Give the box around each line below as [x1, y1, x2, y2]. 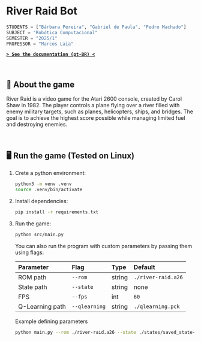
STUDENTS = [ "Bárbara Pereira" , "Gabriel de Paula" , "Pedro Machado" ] [6, 24, 187, 30]
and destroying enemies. [6, 121, 68, 128]
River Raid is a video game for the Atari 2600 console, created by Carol [6, 95, 182, 102]
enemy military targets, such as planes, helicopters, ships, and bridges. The [6, 108, 194, 115]
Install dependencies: [14, 197, 68, 204]
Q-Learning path [17, 302, 66, 310]
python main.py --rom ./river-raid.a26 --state [14, 329, 136, 335]
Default [133, 262, 155, 271]
